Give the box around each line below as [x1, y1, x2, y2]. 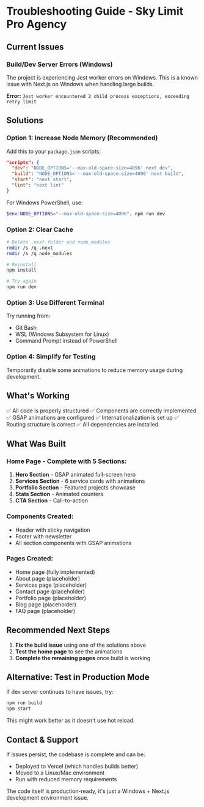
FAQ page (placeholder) [15, 607, 76, 614]
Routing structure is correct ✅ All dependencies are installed [6, 420, 159, 428]
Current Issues [6, 42, 64, 52]
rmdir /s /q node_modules [6, 250, 72, 256]
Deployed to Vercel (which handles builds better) [15, 762, 139, 770]
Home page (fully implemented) [15, 568, 96, 576]
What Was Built [6, 439, 66, 449]
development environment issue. [6, 794, 89, 801]
